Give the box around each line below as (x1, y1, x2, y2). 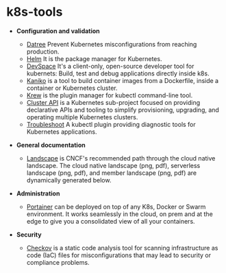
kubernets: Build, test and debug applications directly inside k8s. (26, 69, 210, 78)
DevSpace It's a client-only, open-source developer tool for (26, 62, 194, 70)
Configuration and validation (16, 27, 100, 35)
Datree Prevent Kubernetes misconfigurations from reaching (26, 40, 197, 48)
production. (26, 47, 60, 56)
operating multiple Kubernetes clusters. (26, 112, 138, 121)
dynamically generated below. (26, 176, 112, 184)
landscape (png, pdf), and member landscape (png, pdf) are (26, 169, 197, 177)
